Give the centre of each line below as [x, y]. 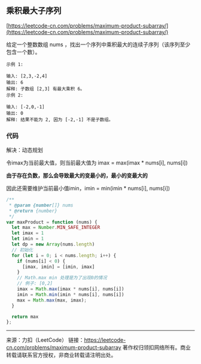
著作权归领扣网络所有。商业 [157, 348]
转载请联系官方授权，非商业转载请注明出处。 [61, 355]
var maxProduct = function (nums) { [52, 222]
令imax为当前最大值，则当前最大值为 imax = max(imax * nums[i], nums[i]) [97, 163]
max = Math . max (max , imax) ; [52, 300]
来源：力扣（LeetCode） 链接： [45, 340]
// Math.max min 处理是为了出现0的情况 [62, 278]
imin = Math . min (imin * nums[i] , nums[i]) [71, 294]
